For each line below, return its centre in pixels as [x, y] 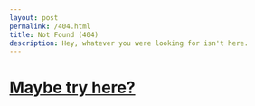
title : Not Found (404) [54, 34]
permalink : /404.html [50, 26]
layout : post [34, 18]
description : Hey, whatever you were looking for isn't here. [129, 43]
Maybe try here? [72, 88]
